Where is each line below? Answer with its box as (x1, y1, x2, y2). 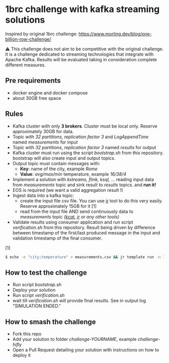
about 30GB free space (12, 95, 61, 101)
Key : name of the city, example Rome (20, 166, 98, 172)
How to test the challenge (5, 268, 87, 277)
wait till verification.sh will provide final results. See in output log (12, 298, 146, 304)
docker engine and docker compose (12, 89, 88, 96)
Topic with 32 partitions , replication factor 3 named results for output (12, 144, 156, 150)
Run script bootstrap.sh (12, 282, 62, 288)
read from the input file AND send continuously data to (20, 208, 133, 214)
